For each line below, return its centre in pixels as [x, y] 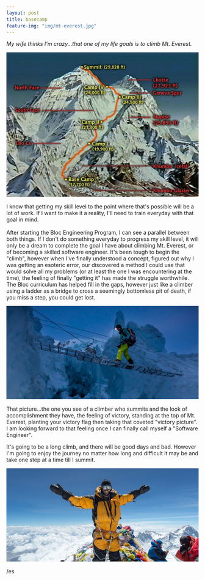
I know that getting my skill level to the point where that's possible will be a [100, 207]
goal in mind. [23, 219]
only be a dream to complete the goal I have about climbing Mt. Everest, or [100, 246]
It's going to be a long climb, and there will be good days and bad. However [101, 447]
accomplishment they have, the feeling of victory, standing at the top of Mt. [101, 415]
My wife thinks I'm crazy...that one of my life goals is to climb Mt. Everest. [99, 44]
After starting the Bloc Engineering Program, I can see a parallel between [98, 233]
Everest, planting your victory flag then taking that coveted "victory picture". [102, 422]
